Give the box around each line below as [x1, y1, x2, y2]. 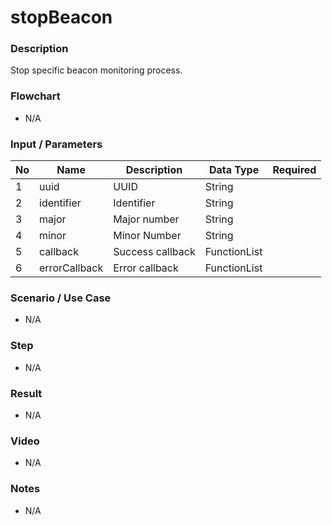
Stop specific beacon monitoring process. [10, 64, 183, 76]
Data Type [208, 163, 260, 177]
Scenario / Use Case [10, 291, 112, 305]
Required [272, 163, 317, 177]
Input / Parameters [10, 137, 103, 151]
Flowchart [10, 89, 61, 103]
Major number [113, 212, 180, 226]
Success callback [113, 245, 196, 259]
